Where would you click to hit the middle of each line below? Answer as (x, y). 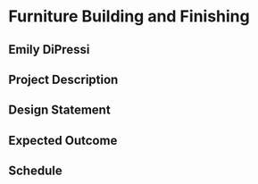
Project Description (63, 79)
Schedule (36, 171)
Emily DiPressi (49, 50)
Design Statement (59, 110)
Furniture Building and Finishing (129, 17)
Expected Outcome (63, 140)
